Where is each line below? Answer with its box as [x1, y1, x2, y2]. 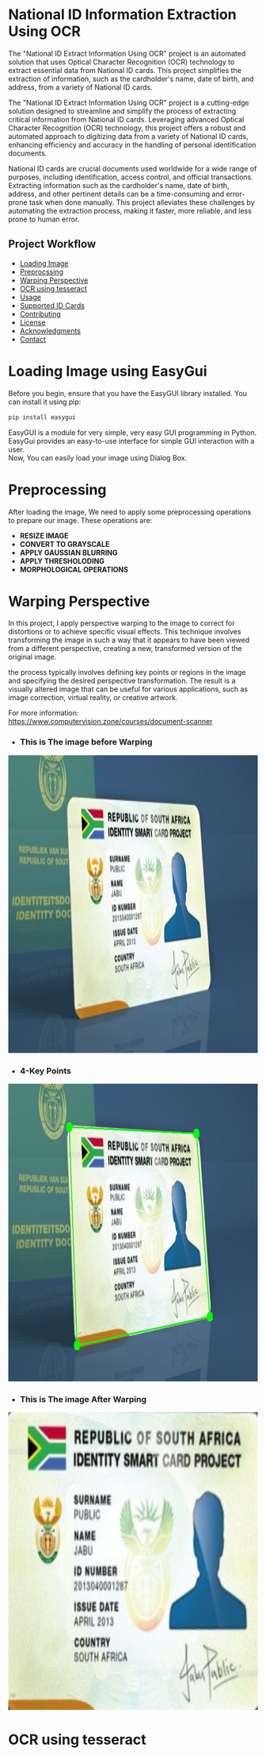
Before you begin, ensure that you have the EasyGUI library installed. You [8, 388, 248, 398]
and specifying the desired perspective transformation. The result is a [8, 676, 236, 686]
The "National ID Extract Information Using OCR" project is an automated [8, 48, 246, 58]
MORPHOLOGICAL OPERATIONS [19, 564, 129, 574]
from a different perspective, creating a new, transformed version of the [8, 644, 243, 653]
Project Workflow [8, 237, 97, 251]
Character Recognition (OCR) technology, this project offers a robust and [8, 123, 246, 133]
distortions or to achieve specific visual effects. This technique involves [8, 627, 241, 637]
